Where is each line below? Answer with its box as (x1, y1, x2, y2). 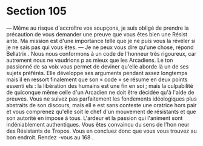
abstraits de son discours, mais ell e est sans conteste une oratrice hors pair (6, 101, 197, 108)
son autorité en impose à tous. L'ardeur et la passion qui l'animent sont (6, 114, 183, 122)
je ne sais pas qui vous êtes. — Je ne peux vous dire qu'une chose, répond (6, 44, 194, 51)
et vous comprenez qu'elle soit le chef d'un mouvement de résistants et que (6, 108, 196, 115)
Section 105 (6, 4, 67, 18)
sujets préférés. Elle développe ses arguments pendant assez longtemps (6, 69, 188, 76)
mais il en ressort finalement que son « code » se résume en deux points (6, 76, 188, 83)
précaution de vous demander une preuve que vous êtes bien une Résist (6, 30, 188, 38)
